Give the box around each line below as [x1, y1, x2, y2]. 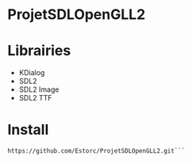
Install [7, 121, 49, 139]
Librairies [7, 42, 71, 60]
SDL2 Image [18, 85, 60, 94]
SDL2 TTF [18, 93, 52, 103]
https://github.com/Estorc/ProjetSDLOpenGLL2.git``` [7, 147, 186, 155]
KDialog [18, 68, 45, 78]
